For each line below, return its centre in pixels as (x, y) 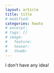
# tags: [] (16, 33)
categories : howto (24, 23)
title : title (19, 14)
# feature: (19, 42)
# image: (14, 37)
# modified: (17, 19)
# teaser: (17, 46)
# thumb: (16, 51)
